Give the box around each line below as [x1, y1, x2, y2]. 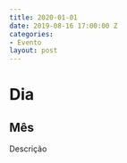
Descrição [9, 143, 47, 154]
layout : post [9, 46, 58, 55]
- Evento [9, 37, 42, 47]
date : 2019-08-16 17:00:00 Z [9, 21, 118, 30]
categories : [9, 29, 54, 38]
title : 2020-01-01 [9, 12, 78, 22]
